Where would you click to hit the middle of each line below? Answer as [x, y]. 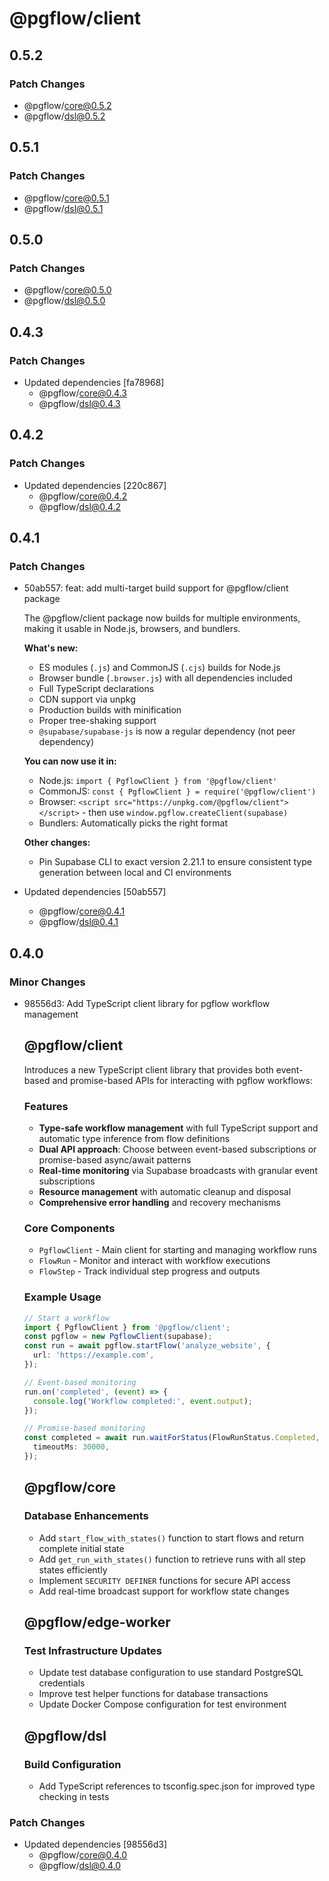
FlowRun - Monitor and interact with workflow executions [154, 1261]
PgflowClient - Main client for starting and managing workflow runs [177, 1250]
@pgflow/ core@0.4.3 [83, 393]
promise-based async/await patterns [115, 1160]
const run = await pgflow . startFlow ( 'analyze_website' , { [147, 1346]
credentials [62, 1683]
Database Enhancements [86, 1516]
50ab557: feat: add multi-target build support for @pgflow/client [156, 588]
